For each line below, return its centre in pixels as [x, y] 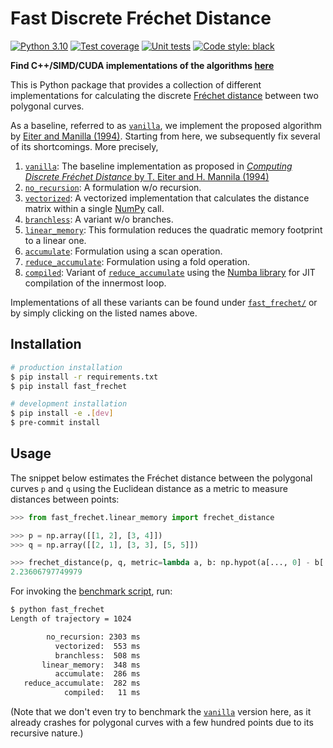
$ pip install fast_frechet [69, 386]
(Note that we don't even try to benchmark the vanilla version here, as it [161, 712]
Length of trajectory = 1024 [71, 619]
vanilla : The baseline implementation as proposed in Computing [158, 166]
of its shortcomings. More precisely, [84, 146]
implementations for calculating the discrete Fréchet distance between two [164, 95]
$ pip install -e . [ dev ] [62, 413]
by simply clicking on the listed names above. [104, 313]
